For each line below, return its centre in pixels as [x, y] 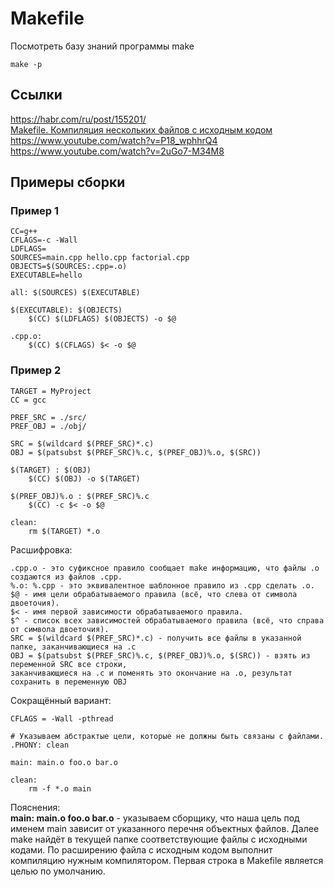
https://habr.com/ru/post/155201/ [78, 119]
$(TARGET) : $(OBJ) [51, 470]
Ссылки [36, 95]
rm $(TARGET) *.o [64, 531]
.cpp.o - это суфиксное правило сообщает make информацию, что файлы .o [165, 568]
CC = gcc [28, 400]
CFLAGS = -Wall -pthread [62, 718]
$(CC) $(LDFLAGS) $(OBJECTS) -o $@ [102, 319]
